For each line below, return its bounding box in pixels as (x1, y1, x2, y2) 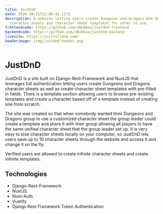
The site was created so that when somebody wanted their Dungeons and (5, 110, 153, 116)
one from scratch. (5, 101, 41, 107)
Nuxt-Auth (12, 193, 33, 199)
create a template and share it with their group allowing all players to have (5, 121, 153, 126)
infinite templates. (5, 156, 41, 162)
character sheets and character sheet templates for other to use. (9, 20, 149, 26)
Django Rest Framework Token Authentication (12, 203, 104, 209)
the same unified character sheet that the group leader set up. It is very (5, 126, 148, 132)
